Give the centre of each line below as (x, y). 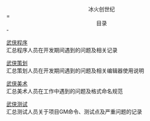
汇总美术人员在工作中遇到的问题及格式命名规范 (64, 91)
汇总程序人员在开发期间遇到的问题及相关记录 (62, 50)
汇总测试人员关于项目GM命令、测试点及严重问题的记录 (74, 112)
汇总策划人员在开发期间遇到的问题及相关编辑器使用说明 (75, 71)
